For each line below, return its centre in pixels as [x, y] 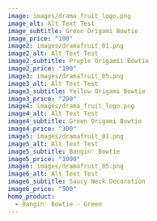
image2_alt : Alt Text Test [53, 53]
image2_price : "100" [42, 69]
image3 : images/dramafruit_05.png [66, 76]
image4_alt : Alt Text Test [53, 114]
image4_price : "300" [42, 129]
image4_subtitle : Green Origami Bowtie [75, 121]
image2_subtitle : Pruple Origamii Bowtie [78, 62]
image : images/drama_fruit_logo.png [69, 16]
